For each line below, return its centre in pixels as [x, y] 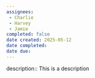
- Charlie [21, 18]
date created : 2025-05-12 [39, 40]
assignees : [20, 12]
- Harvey [20, 23]
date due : [19, 51]
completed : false [28, 34]
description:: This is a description [48, 68]
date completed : [27, 46]
